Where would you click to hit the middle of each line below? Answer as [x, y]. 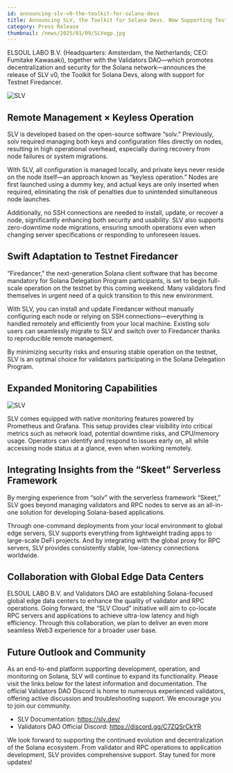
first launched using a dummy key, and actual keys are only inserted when [113, 185]
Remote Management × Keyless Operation [101, 118]
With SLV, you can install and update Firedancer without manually [101, 309]
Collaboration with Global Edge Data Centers [106, 577]
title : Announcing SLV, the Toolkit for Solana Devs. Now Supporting [110, 20]
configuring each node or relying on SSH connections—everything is [105, 316]
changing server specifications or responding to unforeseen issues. [104, 235]
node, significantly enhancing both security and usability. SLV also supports [115, 220]
